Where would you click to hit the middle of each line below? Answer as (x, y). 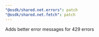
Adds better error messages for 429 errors (50, 29)
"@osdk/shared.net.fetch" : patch (40, 15)
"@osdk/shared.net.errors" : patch (42, 10)
